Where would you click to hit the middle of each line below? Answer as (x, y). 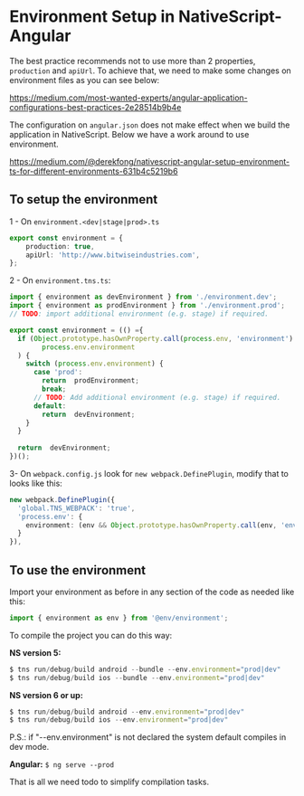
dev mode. (29, 747)
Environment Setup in (92, 17)
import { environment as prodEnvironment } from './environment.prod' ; (147, 306)
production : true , (60, 246)
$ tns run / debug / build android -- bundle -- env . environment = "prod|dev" (145, 669)
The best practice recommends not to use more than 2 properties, (133, 61)
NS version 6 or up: (46, 695)
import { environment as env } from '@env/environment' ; (119, 618)
